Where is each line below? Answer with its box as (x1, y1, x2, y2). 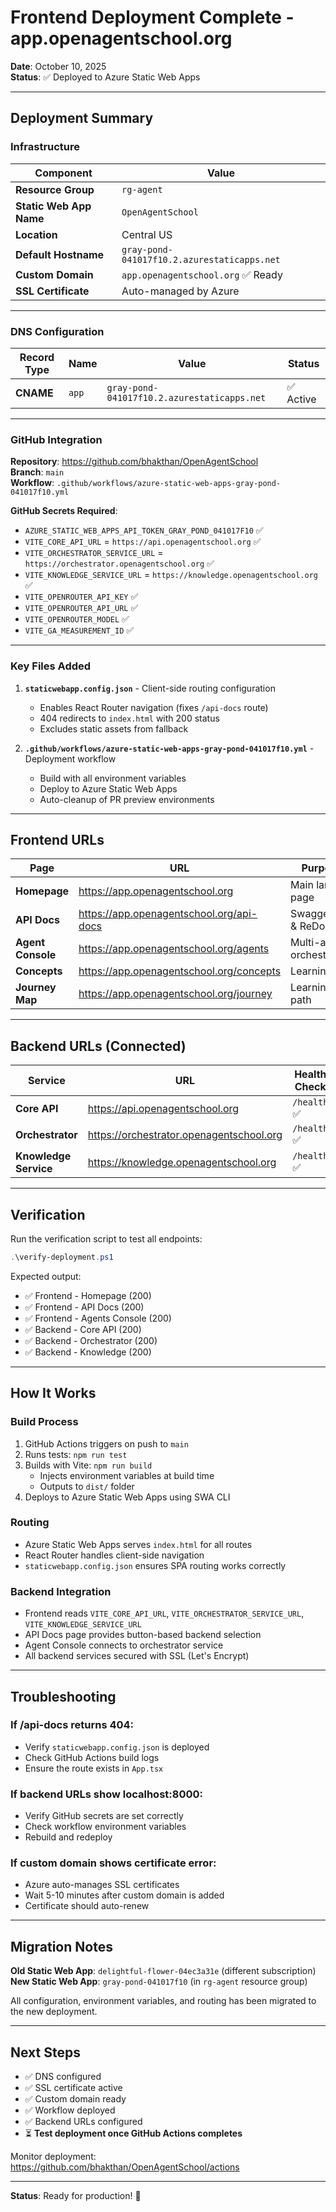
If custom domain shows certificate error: (10, 1856, 217, 1870)
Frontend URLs (10, 831, 105, 848)
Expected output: (10, 1270, 82, 1282)
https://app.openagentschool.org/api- (78, 907, 258, 921)
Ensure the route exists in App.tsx (24, 1762, 164, 1774)
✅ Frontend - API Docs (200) (24, 1301, 145, 1313)
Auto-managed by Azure (121, 284, 240, 298)
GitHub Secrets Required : (10, 505, 118, 517)
